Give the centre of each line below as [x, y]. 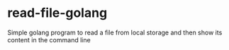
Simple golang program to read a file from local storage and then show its [115, 32]
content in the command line [49, 39]
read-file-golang [57, 13]
